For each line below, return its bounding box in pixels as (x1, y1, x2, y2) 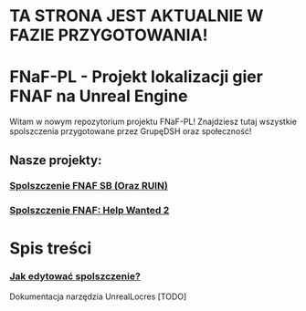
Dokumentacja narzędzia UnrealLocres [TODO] (9, 291, 187, 302)
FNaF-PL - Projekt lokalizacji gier (9, 67, 263, 88)
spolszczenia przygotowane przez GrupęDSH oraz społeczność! (9, 126, 252, 137)
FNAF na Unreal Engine (9, 86, 188, 107)
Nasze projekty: (9, 152, 102, 168)
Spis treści (9, 238, 92, 258)
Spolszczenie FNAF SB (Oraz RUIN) (9, 180, 169, 192)
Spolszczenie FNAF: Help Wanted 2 (9, 204, 170, 217)
